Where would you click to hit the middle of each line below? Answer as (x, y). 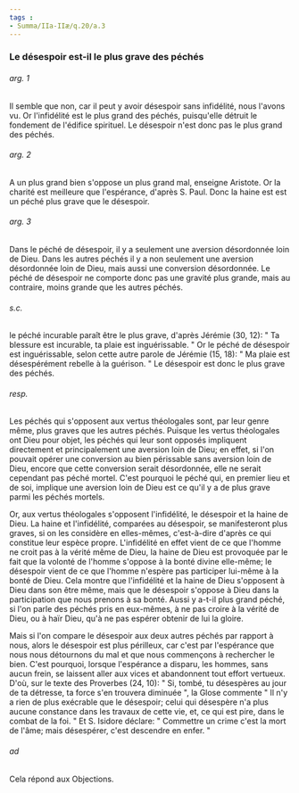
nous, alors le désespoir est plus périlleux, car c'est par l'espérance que (142, 645)
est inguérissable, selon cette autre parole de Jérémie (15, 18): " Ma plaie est (149, 354)
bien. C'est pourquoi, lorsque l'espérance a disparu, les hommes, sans (139, 665)
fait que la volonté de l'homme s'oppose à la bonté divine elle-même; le (141, 562)
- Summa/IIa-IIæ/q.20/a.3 (57, 26)
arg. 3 (20, 222)
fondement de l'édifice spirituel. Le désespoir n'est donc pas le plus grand (146, 125)
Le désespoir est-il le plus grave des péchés (107, 57)
